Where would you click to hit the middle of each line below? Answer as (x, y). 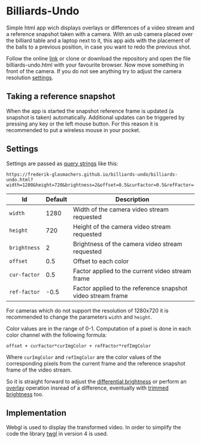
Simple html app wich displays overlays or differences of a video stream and (100, 28)
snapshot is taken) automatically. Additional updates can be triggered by (95, 117)
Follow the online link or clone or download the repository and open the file (99, 58)
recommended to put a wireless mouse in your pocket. (73, 130)
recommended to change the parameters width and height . (79, 317)
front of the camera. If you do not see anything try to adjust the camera (94, 71)
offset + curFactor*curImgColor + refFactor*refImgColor (79, 346)
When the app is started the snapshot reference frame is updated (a (90, 111)
